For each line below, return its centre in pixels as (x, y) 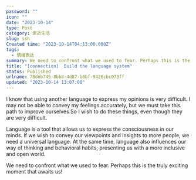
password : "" (22, 11)
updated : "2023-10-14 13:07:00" (45, 83)
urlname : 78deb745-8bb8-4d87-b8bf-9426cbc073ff (65, 77)
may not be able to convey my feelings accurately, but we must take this (93, 105)
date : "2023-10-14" (30, 22)
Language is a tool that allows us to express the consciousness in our (90, 129)
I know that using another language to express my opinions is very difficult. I (98, 99)
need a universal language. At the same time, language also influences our (96, 142)
